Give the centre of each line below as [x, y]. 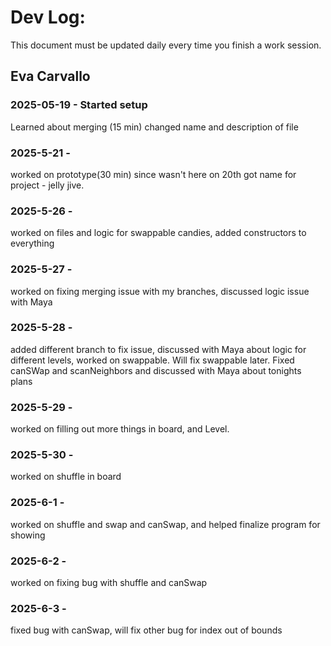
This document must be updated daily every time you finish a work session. [166, 45]
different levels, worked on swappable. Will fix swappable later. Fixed [152, 360]
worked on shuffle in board [66, 477]
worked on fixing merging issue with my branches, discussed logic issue [160, 291]
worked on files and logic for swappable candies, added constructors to [158, 233]
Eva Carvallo [50, 76]
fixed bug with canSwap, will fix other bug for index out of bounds [146, 630]
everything [32, 243]
